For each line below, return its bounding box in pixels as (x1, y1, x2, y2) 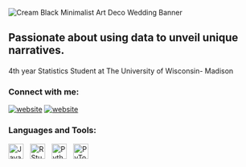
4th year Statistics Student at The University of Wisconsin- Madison (8, 65, 234, 76)
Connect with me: (8, 86, 80, 97)
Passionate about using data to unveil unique (8, 31, 239, 44)
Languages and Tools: (8, 125, 96, 136)
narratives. (8, 44, 65, 57)
